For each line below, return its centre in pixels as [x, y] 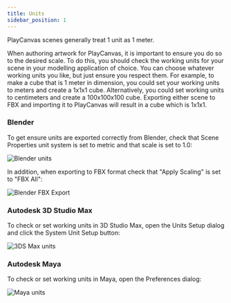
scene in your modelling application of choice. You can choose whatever [111, 68]
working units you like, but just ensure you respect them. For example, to [111, 75]
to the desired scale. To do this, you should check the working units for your [115, 60]
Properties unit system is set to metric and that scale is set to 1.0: [100, 145]
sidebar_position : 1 [37, 20]
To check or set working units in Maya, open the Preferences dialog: [104, 279]
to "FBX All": [25, 179]
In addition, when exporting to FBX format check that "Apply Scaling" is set [114, 172]
